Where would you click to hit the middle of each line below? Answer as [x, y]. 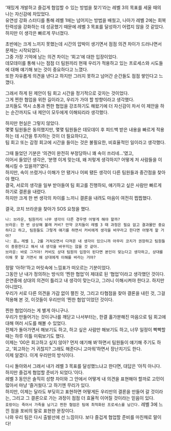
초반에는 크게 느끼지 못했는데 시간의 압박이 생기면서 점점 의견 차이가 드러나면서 [84, 44]
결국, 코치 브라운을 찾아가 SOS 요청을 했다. [48, 209]
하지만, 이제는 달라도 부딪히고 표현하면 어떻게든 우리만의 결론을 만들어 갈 [77, 392]
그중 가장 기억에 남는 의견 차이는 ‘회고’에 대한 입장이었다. [62, 57]
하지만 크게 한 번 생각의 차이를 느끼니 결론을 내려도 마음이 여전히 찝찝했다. [79, 198]
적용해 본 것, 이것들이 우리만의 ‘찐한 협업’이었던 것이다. [59, 300]
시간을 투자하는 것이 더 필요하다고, [54, 136]
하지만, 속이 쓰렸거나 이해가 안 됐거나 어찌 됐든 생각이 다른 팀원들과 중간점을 [81, 172]
